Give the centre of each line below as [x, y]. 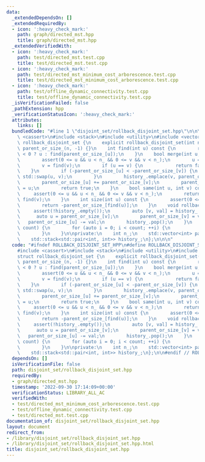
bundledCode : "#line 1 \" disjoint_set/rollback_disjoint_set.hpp [97, 131]
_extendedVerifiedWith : [42, 46]
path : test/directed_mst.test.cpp [61, 57]
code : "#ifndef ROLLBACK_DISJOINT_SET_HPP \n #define [79, 245]
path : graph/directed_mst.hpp [56, 35]
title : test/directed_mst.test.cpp [63, 63]
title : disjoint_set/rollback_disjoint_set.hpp [68, 450]
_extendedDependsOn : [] [42, 18]
